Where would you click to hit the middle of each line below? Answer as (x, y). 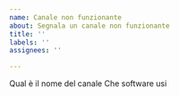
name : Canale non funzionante (66, 17)
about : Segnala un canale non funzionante (89, 26)
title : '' (28, 34)
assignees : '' (36, 51)
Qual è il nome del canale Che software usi (88, 84)
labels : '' (30, 42)
